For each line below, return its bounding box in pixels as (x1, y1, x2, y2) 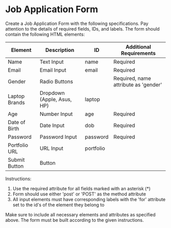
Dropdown (40, 89, 65, 96)
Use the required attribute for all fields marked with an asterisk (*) (12, 185, 151, 191)
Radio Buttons (40, 78, 73, 85)
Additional (125, 43, 151, 50)
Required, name (113, 75, 151, 82)
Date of (8, 119, 25, 126)
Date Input (40, 122, 65, 129)
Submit (8, 156, 25, 163)
